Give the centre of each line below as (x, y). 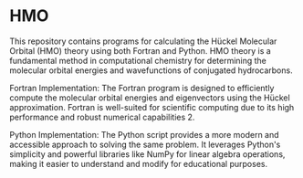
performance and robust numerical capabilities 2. (102, 117)
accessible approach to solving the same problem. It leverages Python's (145, 144)
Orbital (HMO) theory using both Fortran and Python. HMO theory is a (140, 50)
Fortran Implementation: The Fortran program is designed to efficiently (142, 88)
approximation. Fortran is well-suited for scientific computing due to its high (152, 107)
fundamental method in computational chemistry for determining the (138, 60)
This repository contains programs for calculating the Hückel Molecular (143, 41)
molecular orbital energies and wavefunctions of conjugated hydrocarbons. (151, 70)
